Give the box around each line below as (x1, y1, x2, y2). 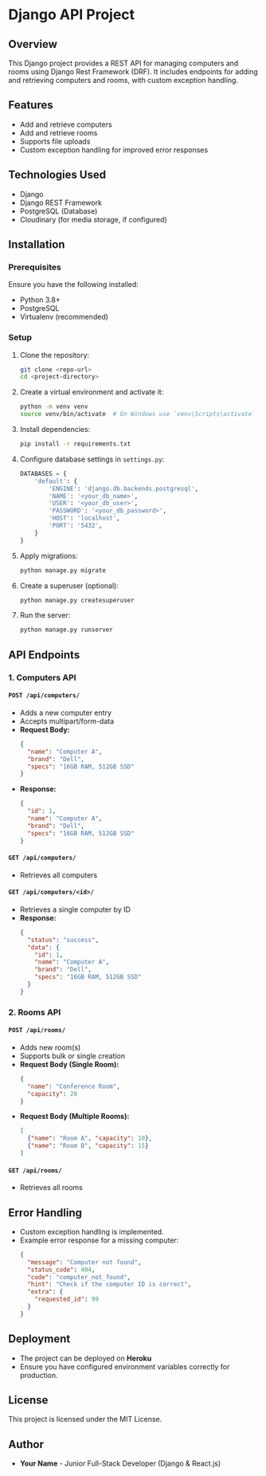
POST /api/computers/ (8, 692, 80, 700)
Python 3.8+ (19, 295, 61, 304)
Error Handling (8, 1206, 82, 1219)
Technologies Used (8, 168, 106, 182)
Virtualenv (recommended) (19, 312, 109, 322)
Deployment (8, 1333, 71, 1346)
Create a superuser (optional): (19, 580, 119, 591)
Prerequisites (8, 261, 61, 273)
